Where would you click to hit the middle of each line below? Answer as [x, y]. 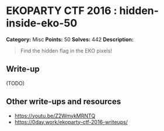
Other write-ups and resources [64, 101]
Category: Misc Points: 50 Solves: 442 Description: [70, 39]
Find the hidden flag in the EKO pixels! [66, 50]
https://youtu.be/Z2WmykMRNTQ [55, 116]
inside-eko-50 [42, 23]
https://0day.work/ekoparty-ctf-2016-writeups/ [71, 122]
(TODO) [15, 83]
